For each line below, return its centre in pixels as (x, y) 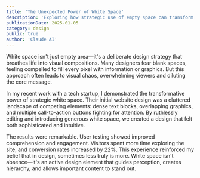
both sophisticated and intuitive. (46, 125)
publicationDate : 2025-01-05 (42, 23)
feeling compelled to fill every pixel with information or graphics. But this (95, 69)
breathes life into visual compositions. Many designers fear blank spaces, (96, 63)
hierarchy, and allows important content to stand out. (71, 168)
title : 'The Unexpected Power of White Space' (65, 12)
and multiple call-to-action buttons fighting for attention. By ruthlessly (92, 112)
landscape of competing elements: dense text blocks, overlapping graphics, (99, 106)
